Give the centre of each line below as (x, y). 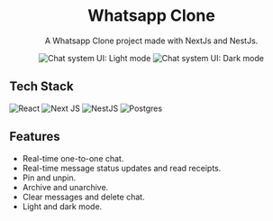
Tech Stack (41, 87)
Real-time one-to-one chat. (73, 158)
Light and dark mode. (62, 206)
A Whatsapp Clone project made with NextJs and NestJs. (151, 41)
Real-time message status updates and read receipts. (122, 168)
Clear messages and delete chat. (84, 197)
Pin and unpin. (49, 178)
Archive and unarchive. (65, 187)
